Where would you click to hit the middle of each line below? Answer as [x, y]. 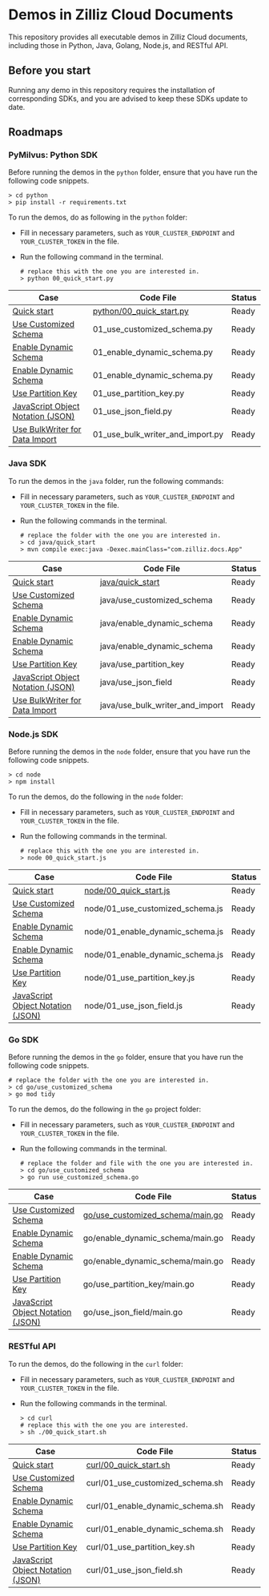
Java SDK [28, 464]
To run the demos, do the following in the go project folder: [105, 1109]
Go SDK [24, 1039]
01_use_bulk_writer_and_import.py [158, 434]
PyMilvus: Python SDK [53, 155]
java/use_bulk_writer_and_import [162, 705]
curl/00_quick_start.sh [128, 1465]
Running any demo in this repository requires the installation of [112, 90]
